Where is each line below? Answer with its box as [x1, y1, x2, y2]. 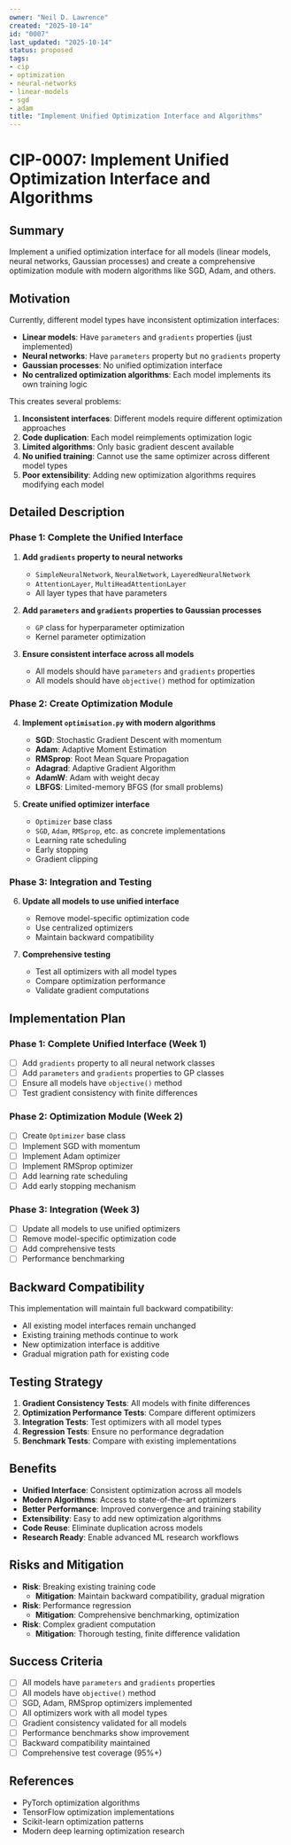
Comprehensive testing [21, 950, 111, 960]
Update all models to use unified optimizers [21, 1223, 181, 1234]
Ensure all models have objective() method [21, 1078, 183, 1089]
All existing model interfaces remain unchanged [21, 1320, 196, 1331]
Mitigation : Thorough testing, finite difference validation [34, 1628, 241, 1638]
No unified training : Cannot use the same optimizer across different [21, 450, 271, 461]
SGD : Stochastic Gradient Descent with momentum [34, 734, 222, 745]
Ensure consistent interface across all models [21, 648, 195, 659]
